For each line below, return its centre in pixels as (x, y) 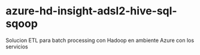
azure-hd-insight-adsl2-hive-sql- (91, 11)
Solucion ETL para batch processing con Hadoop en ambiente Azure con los (100, 40)
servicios (17, 47)
